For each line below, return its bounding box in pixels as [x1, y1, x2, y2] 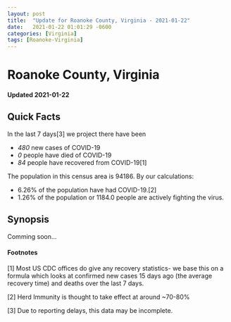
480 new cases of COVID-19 [17, 143, 101, 151]
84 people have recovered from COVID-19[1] [17, 158, 147, 166]
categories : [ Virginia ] [7, 30, 77, 37]
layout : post [7, 10, 46, 18]
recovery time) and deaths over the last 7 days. [7, 279, 144, 287]
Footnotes [7, 248, 38, 257]
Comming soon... [7, 232, 57, 240]
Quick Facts [7, 111, 61, 123]
